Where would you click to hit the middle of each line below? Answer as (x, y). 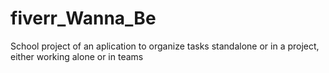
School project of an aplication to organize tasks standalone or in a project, (165, 46)
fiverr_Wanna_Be (83, 18)
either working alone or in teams (77, 56)
